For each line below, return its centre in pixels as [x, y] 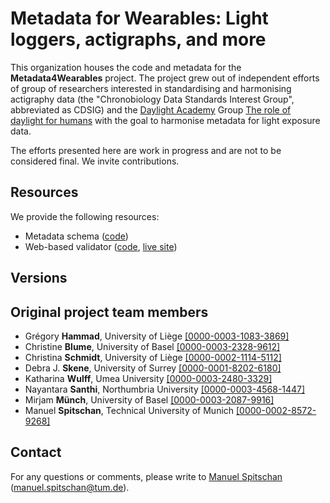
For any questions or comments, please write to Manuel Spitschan [146, 476]
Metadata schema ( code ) [76, 236]
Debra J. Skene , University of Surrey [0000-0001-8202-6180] [153, 368]
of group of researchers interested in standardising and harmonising [151, 88]
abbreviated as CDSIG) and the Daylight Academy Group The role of [151, 109]
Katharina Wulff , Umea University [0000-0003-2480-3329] [148, 378]
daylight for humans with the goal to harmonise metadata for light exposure [165, 120]
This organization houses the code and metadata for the [126, 67]
